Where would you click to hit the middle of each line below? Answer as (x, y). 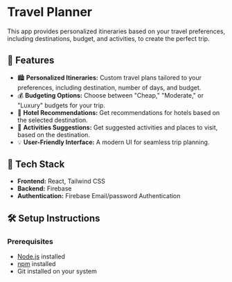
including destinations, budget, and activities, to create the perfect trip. (108, 38)
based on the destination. (53, 134)
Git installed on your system (57, 272)
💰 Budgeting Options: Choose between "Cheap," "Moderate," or (110, 95)
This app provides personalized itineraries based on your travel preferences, (116, 31)
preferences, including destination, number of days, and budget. (109, 87)
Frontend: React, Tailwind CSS (61, 181)
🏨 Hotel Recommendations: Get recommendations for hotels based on (118, 112)
